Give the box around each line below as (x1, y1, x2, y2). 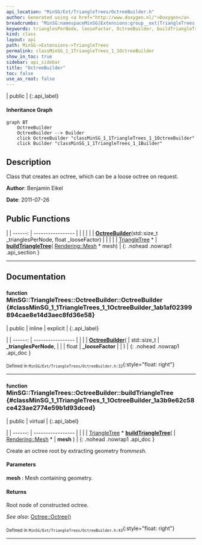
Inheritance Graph (6, 106, 53, 113)
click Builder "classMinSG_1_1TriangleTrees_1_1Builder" (17, 141, 163, 147)
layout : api (6, 37, 36, 43)
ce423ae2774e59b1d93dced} (6, 404, 96, 412)
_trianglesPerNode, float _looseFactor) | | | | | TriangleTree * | (6, 236, 158, 243)
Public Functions (6, 214, 70, 224)
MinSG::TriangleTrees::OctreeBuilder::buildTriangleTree (6, 389, 174, 397)
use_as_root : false (6, 76, 55, 82)
